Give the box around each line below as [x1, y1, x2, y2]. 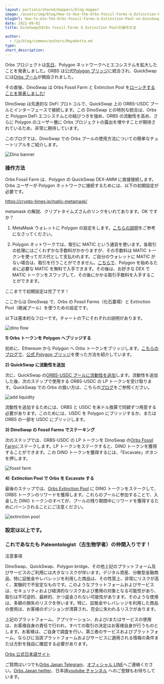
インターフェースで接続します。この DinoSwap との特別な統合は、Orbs [13, 107, 157, 113]
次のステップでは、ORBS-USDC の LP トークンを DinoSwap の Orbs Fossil [5, 437, 154, 443]
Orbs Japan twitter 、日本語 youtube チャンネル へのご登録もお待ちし [14, 668, 151, 674]
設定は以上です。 [5, 526, 45, 533]
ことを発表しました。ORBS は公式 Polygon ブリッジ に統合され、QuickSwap [5, 68, 157, 74]
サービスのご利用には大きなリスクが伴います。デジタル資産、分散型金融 [9, 569, 155, 576]
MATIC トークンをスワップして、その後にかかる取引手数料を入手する [12, 272, 151, 278]
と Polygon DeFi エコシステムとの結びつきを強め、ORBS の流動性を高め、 [5, 113, 154, 119]
